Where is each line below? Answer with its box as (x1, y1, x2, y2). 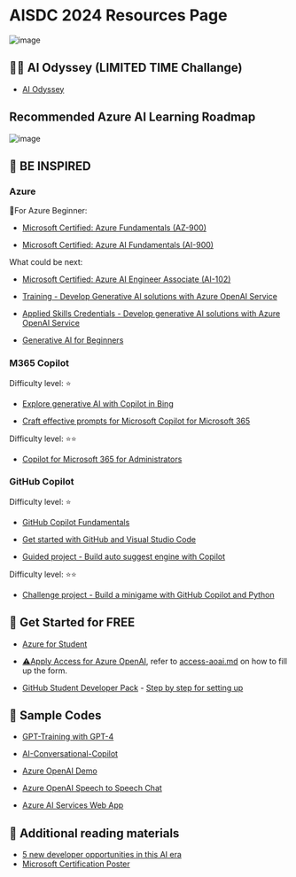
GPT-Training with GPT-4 (21, 732, 114, 742)
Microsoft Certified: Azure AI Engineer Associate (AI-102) (21, 274, 231, 284)
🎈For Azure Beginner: (9, 206, 88, 216)
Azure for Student (21, 639, 88, 649)
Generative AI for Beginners (21, 335, 124, 345)
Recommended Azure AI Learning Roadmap (9, 110, 256, 125)
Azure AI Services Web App (21, 800, 124, 811)
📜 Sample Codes (9, 708, 102, 723)
